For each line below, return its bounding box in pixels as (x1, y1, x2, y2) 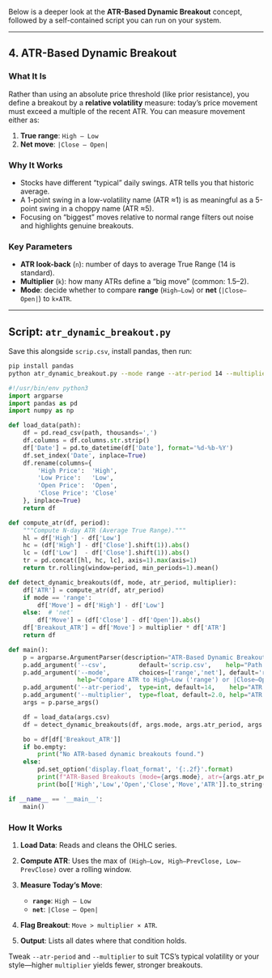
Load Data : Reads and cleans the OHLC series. (19, 840, 177, 849)
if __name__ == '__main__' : (8, 795, 104, 803)
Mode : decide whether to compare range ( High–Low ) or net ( (19, 285, 222, 295)
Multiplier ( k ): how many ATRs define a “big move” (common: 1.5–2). (19, 277, 249, 287)
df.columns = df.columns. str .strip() (23, 436, 151, 444)
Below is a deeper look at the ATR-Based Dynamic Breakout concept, (8, 7, 243, 16)
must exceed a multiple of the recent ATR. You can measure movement (8, 106, 245, 116)
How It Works (8, 822, 63, 833)
